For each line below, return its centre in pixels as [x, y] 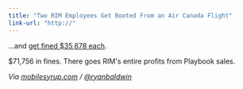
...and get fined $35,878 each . [58, 45]
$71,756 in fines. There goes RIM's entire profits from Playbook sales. [122, 61]
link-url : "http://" [42, 23]
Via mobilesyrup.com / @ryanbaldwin [70, 76]
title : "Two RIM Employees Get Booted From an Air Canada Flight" [120, 15]
